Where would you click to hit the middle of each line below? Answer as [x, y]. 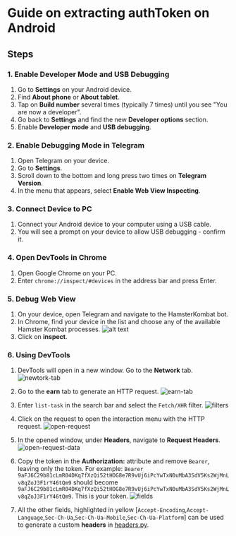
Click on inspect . [42, 337]
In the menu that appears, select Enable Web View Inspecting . [109, 191]
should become [95, 482]
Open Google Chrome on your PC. [67, 273]
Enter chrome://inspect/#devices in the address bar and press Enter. [117, 280]
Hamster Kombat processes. [59, 329]
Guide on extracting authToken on [108, 13]
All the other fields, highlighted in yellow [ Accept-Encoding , [102, 510]
